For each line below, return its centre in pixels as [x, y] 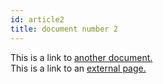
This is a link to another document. [81, 57]
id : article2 [37, 19]
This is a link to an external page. [78, 68]
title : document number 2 [64, 29]
